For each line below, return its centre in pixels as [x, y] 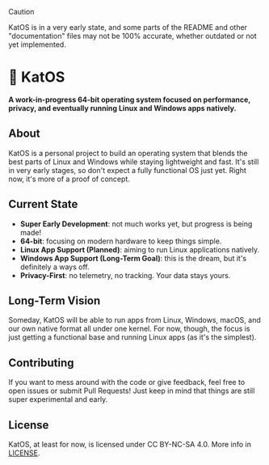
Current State [43, 204]
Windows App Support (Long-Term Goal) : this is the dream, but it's [133, 258]
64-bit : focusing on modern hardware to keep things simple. [121, 241]
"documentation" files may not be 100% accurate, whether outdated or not [132, 36]
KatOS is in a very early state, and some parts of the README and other [128, 27]
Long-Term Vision [55, 300]
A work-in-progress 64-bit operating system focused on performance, [130, 99]
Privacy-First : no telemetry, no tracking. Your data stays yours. [125, 275]
